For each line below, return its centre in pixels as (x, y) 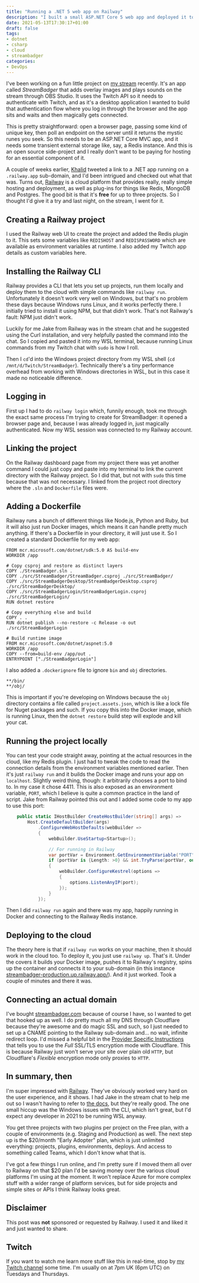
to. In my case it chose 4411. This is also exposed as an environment (89, 787)
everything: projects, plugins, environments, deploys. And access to (89, 1146)
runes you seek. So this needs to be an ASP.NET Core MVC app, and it (92, 139)
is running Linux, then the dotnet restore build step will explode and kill (94, 716)
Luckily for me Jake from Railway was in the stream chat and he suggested (98, 329)
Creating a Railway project (56, 220)
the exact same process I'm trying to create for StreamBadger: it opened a (97, 417)
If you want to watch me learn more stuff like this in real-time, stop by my (95, 1261)
